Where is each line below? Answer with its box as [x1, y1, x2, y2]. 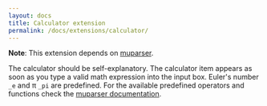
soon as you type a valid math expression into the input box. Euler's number [8, 73, 259, 82]
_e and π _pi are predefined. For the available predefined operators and [8, 80, 245, 90]
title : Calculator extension [8, 19, 106, 27]
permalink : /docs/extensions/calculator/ [8, 26, 149, 34]
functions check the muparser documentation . [8, 89, 162, 99]
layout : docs [8, 11, 52, 20]
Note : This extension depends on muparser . [8, 49, 154, 58]
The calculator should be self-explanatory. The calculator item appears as [8, 64, 253, 73]
